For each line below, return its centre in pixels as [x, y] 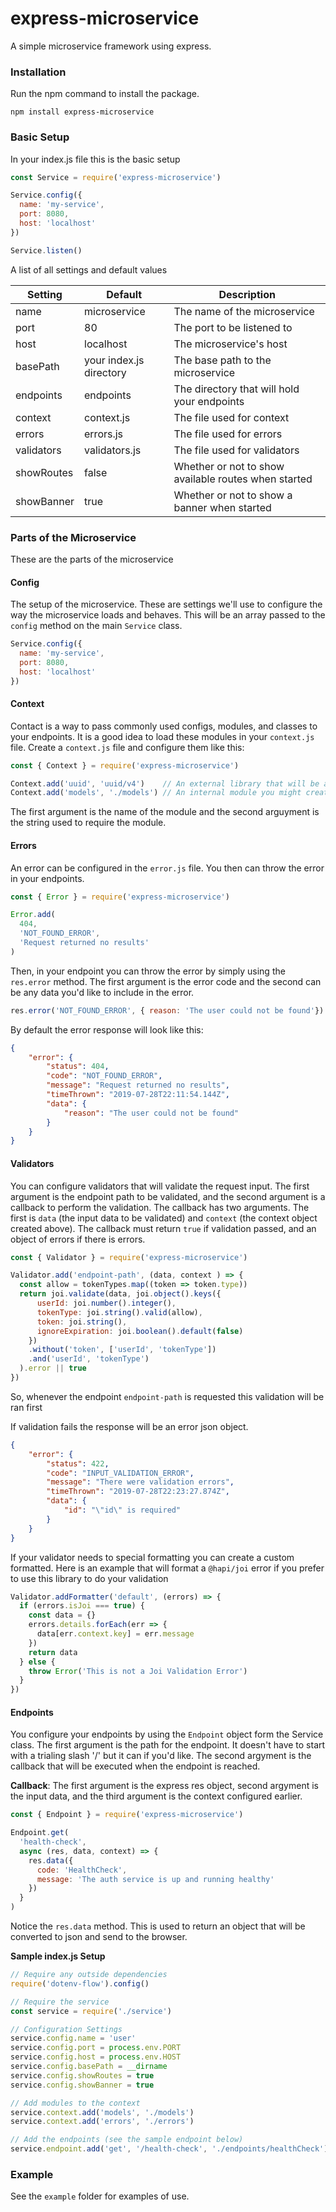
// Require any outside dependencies [89, 1975]
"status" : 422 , [78, 1463]
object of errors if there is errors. [78, 1239]
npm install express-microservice [82, 112]
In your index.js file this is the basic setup [95, 159]
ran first [26, 1407]
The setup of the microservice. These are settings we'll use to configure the [166, 604]
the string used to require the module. [88, 823]
